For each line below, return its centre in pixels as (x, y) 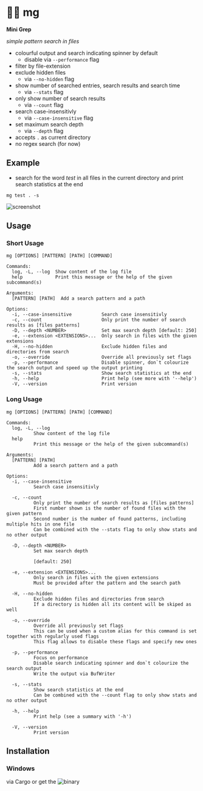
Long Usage (24, 399)
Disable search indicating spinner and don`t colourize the (111, 663)
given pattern (24, 513)
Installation (28, 751)
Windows (21, 768)
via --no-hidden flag (49, 79)
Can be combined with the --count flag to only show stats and (115, 695)
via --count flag (44, 105)
